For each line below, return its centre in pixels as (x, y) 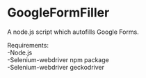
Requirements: (28, 45)
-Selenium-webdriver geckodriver (56, 67)
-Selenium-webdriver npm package (58, 59)
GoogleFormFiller (58, 13)
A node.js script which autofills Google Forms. (73, 32)
